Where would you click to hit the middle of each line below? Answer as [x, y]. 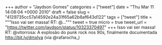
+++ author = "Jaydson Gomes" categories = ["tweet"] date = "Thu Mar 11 [80, 7]
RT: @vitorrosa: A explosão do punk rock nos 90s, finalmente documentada [81, 32]
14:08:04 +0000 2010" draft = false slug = [48, 12]
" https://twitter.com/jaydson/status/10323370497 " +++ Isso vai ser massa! [81, 27]
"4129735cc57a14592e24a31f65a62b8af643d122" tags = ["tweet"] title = [79, 17]
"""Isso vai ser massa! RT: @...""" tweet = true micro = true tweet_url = [76, 22]
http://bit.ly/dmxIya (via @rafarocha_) [42, 37]
